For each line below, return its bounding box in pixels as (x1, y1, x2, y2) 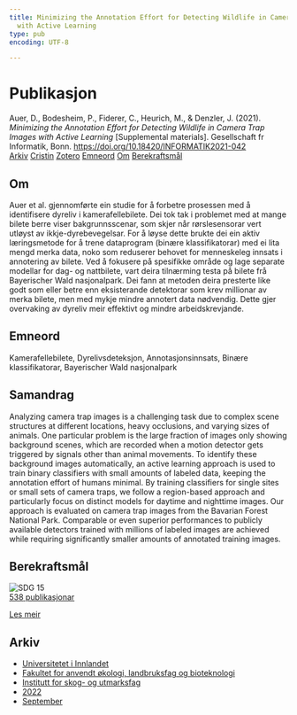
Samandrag (9, 387, 75, 403)
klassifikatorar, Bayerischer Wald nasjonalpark (9, 361, 178, 372)
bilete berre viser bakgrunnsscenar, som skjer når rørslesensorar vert (9, 219, 263, 229)
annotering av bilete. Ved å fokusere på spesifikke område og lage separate (9, 256, 286, 267)
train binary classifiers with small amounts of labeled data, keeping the (9, 467, 267, 478)
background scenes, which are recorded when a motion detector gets (9, 439, 263, 450)
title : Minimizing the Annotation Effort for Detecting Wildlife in (9, 12, 267, 22)
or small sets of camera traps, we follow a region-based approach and (9, 486, 265, 497)
